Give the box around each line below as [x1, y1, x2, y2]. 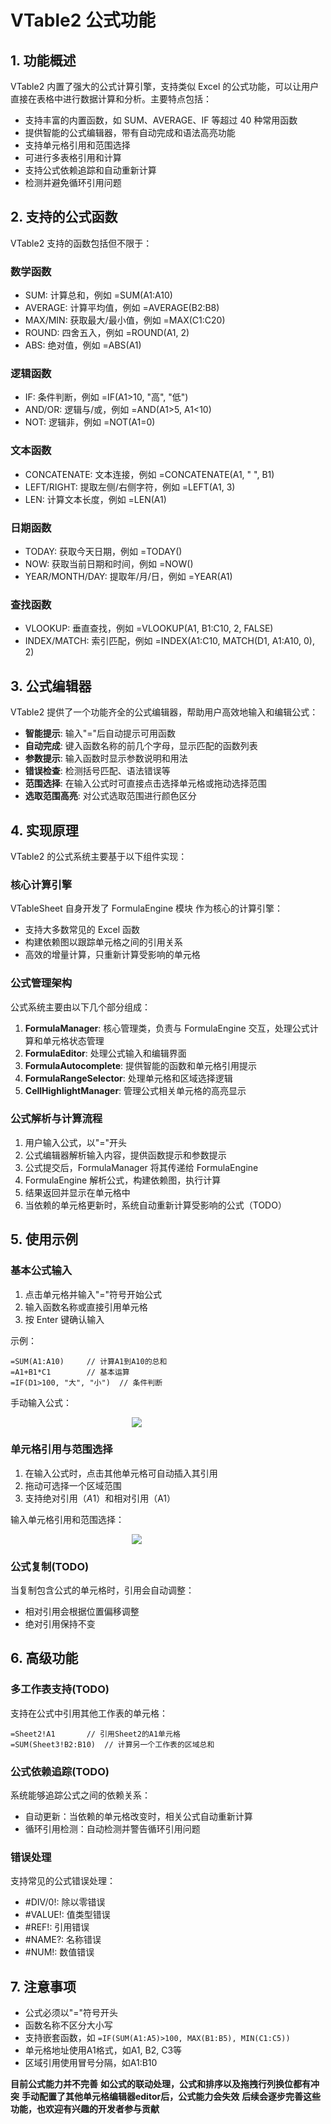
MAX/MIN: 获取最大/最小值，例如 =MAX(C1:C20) [24, 314, 226, 326]
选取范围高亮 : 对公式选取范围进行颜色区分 [24, 790, 197, 802]
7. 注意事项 [10, 1978, 77, 1995]
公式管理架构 [10, 976, 73, 990]
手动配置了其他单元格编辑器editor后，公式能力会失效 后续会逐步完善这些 [21, 2091, 322, 2103]
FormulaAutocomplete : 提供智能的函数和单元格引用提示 [24, 1059, 258, 1071]
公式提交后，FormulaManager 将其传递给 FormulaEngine [24, 1161, 259, 1173]
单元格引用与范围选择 [10, 1442, 113, 1456]
